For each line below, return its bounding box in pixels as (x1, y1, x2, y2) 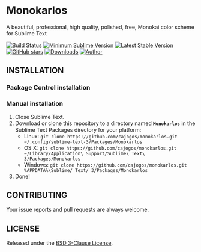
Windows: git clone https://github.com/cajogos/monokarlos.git (23, 161, 187, 168)
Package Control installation (6, 84, 91, 92)
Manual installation (6, 100, 64, 108)
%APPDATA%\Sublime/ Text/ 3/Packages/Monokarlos (23, 167, 148, 173)
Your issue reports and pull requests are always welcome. (6, 206, 149, 214)
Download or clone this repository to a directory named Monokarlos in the (14, 120, 196, 127)
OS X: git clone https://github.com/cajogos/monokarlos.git (23, 144, 177, 151)
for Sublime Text (6, 29, 47, 37)
